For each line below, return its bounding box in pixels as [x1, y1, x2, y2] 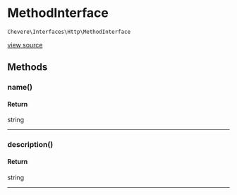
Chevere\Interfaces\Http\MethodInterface [7, 28, 131, 35]
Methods [7, 61, 48, 73]
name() [7, 83, 33, 93]
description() [7, 140, 54, 150]
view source [7, 40, 43, 49]
